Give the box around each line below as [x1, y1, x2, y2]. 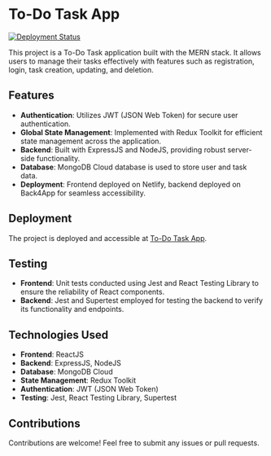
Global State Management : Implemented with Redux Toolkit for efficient [20, 127, 263, 137]
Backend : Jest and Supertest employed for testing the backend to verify [20, 296, 263, 305]
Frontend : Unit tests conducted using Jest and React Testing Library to [20, 278, 259, 288]
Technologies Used [8, 327, 108, 342]
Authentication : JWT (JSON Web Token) [20, 384, 159, 394]
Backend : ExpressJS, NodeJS [20, 358, 122, 368]
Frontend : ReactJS [20, 349, 84, 359]
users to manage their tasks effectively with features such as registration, [8, 56, 255, 66]
